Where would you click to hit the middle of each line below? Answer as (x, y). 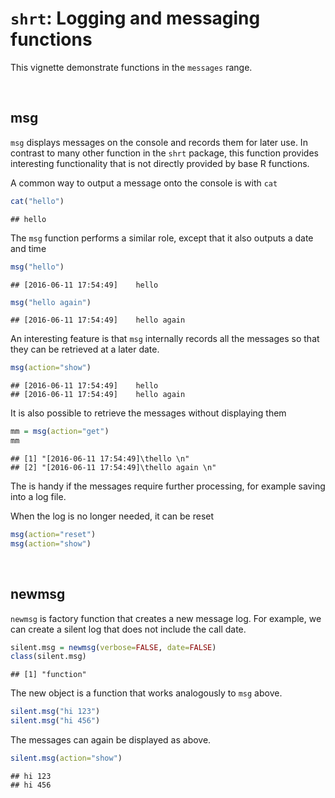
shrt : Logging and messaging (135, 18)
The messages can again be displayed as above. (111, 740)
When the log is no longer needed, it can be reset (112, 516)
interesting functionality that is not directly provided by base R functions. (160, 163)
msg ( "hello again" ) (51, 302)
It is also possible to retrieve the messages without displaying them (148, 413)
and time (28, 248)
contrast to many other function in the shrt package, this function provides (164, 153)
